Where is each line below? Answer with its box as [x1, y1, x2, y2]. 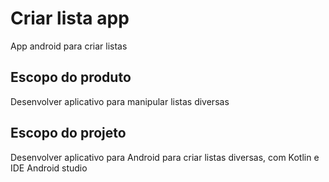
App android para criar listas [10, 40, 128, 52]
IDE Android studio [10, 162, 88, 174]
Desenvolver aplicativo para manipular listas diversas [10, 95, 230, 107]
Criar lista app [10, 7, 130, 30]
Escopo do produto [10, 69, 132, 86]
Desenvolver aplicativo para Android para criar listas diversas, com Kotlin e [10, 151, 320, 163]
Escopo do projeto [10, 125, 127, 142]
